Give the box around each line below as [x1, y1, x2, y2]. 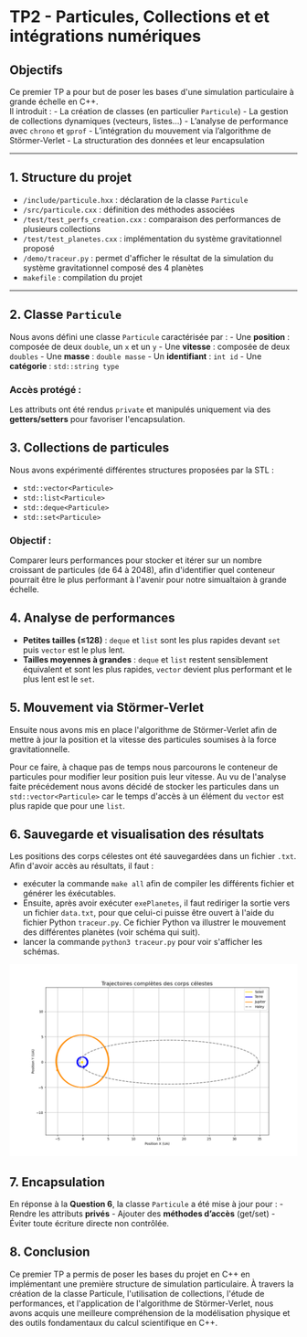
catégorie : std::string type [9, 360, 120, 371]
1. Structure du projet [9, 170, 132, 186]
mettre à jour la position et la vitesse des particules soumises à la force [9, 734, 277, 745]
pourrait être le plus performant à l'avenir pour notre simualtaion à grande [9, 574, 287, 586]
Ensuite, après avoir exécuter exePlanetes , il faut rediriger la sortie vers [22, 897, 291, 908]
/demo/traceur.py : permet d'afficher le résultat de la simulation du [22, 252, 274, 263]
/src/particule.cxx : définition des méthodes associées [22, 204, 236, 215]
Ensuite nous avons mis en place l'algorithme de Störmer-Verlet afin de [9, 724, 277, 735]
